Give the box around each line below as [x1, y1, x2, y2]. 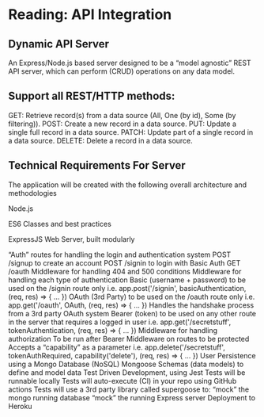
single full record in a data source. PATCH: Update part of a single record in [8, 127, 254, 136]
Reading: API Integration [8, 6, 172, 24]
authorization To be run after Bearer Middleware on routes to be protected [8, 334, 250, 343]
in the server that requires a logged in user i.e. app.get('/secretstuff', [8, 317, 232, 327]
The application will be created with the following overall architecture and [8, 180, 247, 189]
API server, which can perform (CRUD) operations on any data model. [8, 67, 236, 76]
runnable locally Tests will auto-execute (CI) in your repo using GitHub [8, 376, 237, 385]
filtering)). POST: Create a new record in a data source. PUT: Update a [8, 119, 237, 128]
